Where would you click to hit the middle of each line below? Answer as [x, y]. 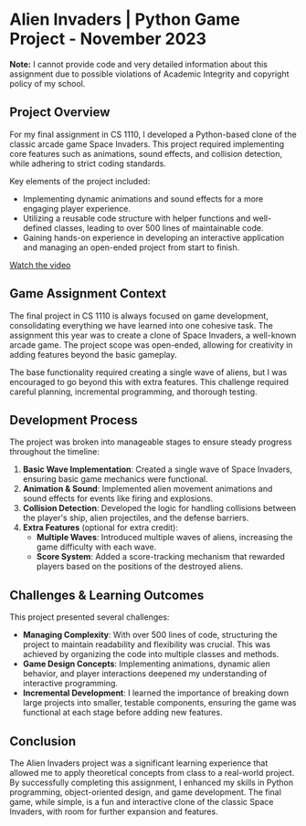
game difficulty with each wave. [96, 547]
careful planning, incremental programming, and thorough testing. [133, 392]
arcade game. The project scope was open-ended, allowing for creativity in [152, 345]
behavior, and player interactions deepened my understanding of [145, 674]
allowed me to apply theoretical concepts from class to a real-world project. [152, 773]
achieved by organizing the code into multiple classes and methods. [151, 654]
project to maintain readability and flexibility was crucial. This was [147, 644]
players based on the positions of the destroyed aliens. [140, 567]
